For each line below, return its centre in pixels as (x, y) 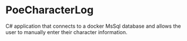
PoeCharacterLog (50, 10)
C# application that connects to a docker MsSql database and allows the (93, 26)
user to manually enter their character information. (66, 32)
